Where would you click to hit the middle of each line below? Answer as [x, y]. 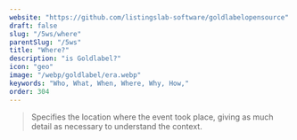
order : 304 [29, 91]
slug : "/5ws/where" [45, 34]
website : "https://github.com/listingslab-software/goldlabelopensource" [149, 17]
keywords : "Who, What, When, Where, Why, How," [99, 83]
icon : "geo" [31, 67]
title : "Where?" [39, 51]
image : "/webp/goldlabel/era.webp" [75, 75]
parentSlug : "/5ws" [45, 42]
